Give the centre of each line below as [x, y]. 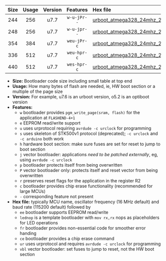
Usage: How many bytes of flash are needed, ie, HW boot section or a [84, 86]
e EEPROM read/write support [50, 123]
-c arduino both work [42, 139]
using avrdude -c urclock [46, 160]
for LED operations [39, 223]
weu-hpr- [77, 53]
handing [28, 233]
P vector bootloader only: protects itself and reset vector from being [89, 170]
